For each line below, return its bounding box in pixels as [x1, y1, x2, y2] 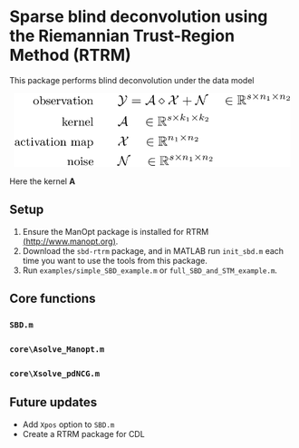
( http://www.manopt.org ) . [22, 236, 119, 247]
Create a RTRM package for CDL [22, 428, 145, 439]
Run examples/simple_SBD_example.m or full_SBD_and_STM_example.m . [22, 265, 278, 276]
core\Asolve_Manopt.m [9, 344, 105, 355]
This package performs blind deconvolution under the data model [9, 74, 255, 85]
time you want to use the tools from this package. [22, 255, 208, 266]
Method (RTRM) [9, 45, 131, 65]
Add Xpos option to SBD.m [22, 419, 115, 430]
